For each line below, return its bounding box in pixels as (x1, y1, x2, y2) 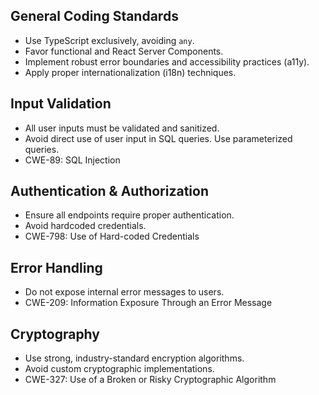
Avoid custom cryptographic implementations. (24, 363, 215, 375)
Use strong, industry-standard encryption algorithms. (24, 352, 245, 364)
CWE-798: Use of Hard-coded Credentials (24, 230, 200, 243)
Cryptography (10, 325, 100, 343)
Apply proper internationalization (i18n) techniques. (24, 66, 237, 78)
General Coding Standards (10, 8, 179, 25)
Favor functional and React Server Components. (24, 45, 224, 57)
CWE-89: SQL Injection (24, 154, 121, 166)
